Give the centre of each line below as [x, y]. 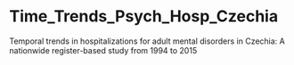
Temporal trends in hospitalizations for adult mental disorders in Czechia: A [147, 41]
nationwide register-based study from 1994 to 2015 [103, 50]
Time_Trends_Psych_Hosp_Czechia [144, 16]
